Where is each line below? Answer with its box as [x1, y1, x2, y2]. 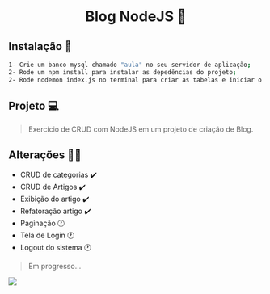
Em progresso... [27, 262, 82, 271]
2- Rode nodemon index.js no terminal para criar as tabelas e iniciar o [8, 76, 263, 84]
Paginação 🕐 [19, 218, 65, 229]
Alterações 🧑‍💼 [8, 148, 82, 162]
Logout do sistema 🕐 [19, 242, 91, 253]
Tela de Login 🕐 [19, 230, 75, 241]
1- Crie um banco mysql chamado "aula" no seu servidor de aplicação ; [8, 61, 251, 69]
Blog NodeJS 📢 [84, 7, 188, 26]
